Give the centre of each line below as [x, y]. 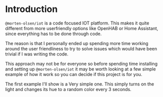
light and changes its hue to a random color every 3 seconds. [68, 89]
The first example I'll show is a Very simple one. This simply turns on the [80, 84]
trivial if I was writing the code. [37, 54]
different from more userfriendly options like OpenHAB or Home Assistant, [82, 28]
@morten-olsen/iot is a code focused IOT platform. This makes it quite [77, 23]
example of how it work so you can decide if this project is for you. [74, 74]
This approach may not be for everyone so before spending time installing [81, 63]
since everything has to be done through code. [53, 33]
